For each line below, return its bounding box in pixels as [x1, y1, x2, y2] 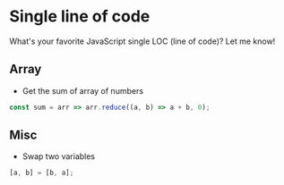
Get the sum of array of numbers [22, 85, 144, 96]
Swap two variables [22, 151, 96, 162]
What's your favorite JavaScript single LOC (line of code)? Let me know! [9, 36, 276, 46]
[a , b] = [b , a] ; [9, 168, 74, 178]
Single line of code [9, 6, 151, 27]
